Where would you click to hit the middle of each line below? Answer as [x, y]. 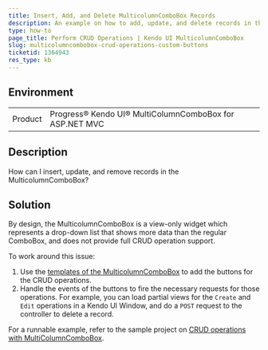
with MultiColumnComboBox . [56, 338]
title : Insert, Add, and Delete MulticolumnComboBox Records [112, 16]
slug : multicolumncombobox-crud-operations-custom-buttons [108, 45]
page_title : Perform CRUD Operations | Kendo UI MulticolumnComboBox [126, 38]
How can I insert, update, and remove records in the [94, 171]
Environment [41, 92]
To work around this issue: [52, 257]
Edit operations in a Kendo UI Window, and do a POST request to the [131, 306]
